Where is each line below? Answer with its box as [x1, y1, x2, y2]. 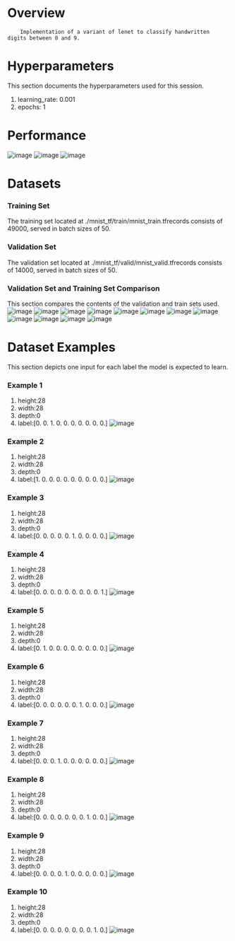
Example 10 [7, 887, 48, 896]
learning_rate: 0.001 [17, 95, 76, 103]
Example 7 [7, 718, 44, 728]
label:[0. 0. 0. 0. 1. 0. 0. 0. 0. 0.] [17, 869, 108, 878]
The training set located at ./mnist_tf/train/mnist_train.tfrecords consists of [7, 217, 223, 226]
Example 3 [7, 493, 44, 503]
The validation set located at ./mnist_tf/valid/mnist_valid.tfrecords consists [7, 258, 222, 267]
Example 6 [7, 662, 44, 671]
